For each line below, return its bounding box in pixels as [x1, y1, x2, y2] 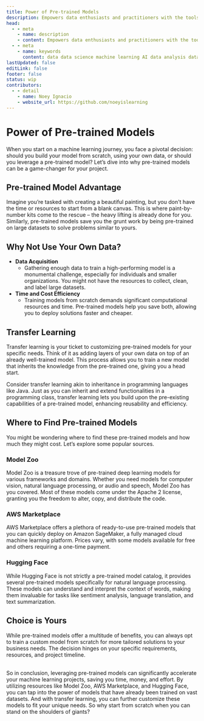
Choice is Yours [6, 615, 67, 626]
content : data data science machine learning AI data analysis [22, 54, 186, 60]
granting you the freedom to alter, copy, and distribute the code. [6, 495, 167, 503]
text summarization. [6, 598, 56, 605]
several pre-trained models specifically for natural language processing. [6, 578, 187, 586]
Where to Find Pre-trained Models [6, 418, 138, 428]
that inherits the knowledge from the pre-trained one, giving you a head [6, 362, 186, 370]
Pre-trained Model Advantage [6, 182, 121, 192]
